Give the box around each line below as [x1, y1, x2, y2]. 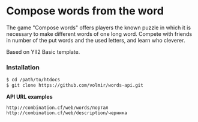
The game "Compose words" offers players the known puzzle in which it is [6, 24, 191, 31]
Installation [6, 63, 40, 71]
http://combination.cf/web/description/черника [6, 109, 128, 116]
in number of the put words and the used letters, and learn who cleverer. [6, 36, 185, 44]
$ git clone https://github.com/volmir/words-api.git [6, 83, 144, 89]
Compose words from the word [6, 4, 164, 18]
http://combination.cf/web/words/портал [6, 105, 109, 111]
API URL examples [6, 93, 53, 100]
